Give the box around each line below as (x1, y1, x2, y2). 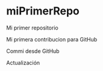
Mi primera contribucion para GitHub (6, 35, 98, 43)
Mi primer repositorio (6, 24, 58, 31)
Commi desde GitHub (6, 47, 60, 55)
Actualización (6, 59, 40, 66)
